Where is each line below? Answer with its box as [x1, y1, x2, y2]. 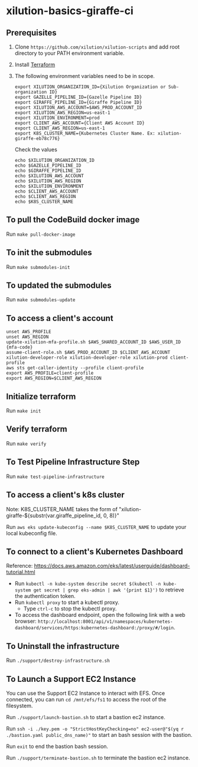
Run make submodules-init [6, 263, 70, 270]
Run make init [6, 407, 41, 414]
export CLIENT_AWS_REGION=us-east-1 [14, 125, 105, 131]
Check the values [14, 146, 57, 153]
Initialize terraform [6, 391, 76, 401]
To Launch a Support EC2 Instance [6, 674, 136, 684]
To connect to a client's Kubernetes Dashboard [6, 547, 183, 557]
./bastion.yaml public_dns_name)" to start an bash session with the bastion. [6, 731, 193, 738]
